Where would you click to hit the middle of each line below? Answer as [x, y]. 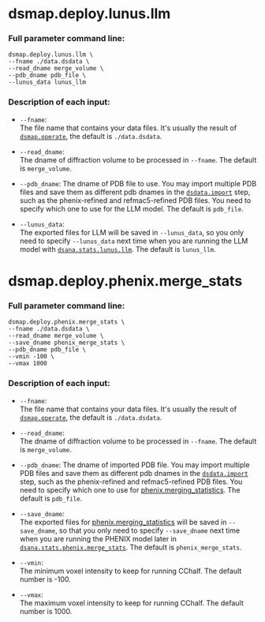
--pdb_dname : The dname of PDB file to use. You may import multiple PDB [138, 183]
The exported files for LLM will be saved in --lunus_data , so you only [132, 232]
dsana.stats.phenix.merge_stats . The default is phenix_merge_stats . [131, 547]
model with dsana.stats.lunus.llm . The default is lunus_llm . [118, 249]
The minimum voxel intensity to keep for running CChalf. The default [131, 571]
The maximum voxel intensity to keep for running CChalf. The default [131, 603]
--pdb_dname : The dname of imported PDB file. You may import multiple [134, 465]
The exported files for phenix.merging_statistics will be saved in [123, 522]
